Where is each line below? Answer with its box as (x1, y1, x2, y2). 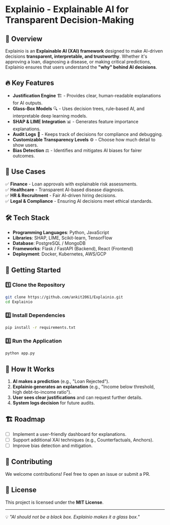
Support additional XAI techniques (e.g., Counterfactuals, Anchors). (12, 437, 154, 443)
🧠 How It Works (5, 365, 55, 373)
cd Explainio (5, 299, 33, 305)
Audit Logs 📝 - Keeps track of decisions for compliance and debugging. (12, 131, 163, 137)
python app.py (5, 351, 35, 356)
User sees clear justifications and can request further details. (12, 394, 143, 401)
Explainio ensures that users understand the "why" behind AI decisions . (5, 64, 157, 70)
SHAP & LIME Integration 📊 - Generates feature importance (12, 118, 139, 125)
